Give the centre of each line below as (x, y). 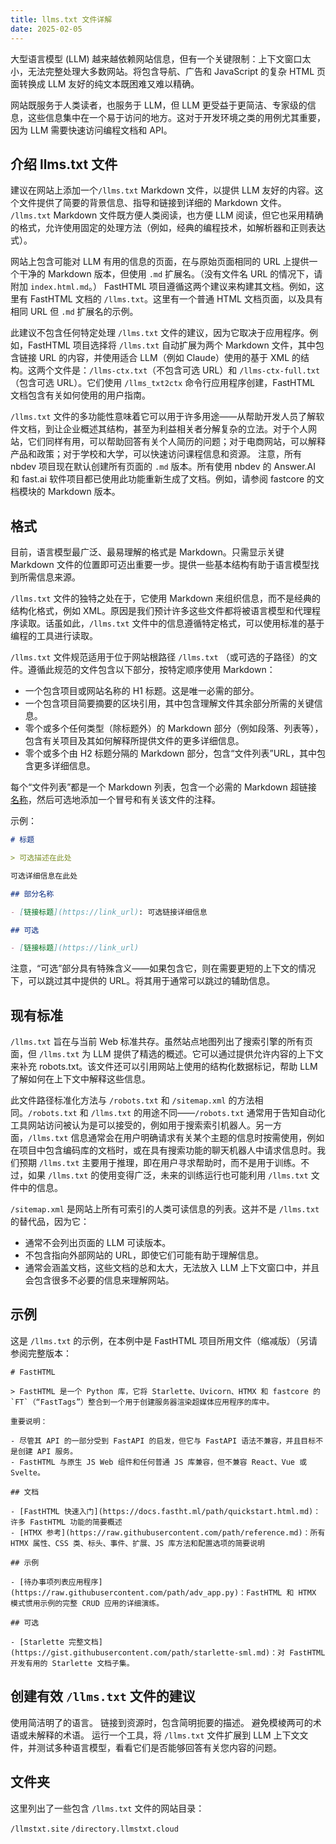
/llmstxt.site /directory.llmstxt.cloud (94, 1829)
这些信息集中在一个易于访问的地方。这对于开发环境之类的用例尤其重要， (176, 117)
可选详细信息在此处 (44, 876)
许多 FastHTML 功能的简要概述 (66, 1522)
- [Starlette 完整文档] (56, 1642)
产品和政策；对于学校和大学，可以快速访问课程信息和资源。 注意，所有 (156, 454)
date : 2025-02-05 (46, 29)
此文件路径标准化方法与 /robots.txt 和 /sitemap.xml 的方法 (132, 1100)
